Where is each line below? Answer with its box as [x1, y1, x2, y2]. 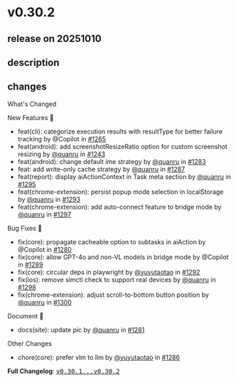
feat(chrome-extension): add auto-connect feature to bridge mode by [17, 202, 222, 211]
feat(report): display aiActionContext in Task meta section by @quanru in [17, 172, 231, 181]
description [7, 56, 60, 68]
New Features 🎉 [7, 113, 55, 121]
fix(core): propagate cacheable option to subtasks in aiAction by [17, 237, 206, 246]
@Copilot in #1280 [17, 245, 72, 253]
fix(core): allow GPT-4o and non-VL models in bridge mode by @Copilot [17, 253, 229, 261]
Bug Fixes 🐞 [7, 224, 43, 232]
